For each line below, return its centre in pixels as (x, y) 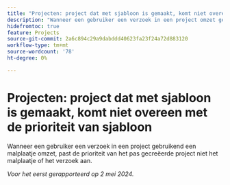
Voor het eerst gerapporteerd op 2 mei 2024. (71, 174)
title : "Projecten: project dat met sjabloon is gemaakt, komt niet (107, 13)
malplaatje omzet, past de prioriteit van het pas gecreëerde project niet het (113, 153)
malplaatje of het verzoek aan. (50, 160)
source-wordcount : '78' (41, 52)
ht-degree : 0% (27, 58)
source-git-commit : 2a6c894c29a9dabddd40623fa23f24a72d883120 (98, 39)
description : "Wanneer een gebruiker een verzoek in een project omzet (111, 20)
